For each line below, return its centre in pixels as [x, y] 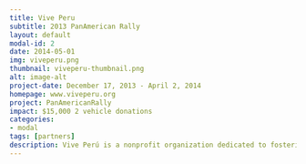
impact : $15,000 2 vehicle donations [81, 111]
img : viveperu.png [44, 60]
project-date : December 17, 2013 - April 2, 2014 [106, 86]
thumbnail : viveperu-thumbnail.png [77, 69]
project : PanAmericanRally [61, 102]
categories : [32, 119]
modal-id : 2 [32, 43]
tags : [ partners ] [42, 137]
